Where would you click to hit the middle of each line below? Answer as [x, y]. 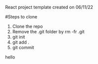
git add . [21, 42]
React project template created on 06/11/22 [49, 7]
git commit [23, 47]
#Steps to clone [21, 17]
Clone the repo [27, 26]
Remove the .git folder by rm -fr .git [49, 32]
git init [19, 37]
